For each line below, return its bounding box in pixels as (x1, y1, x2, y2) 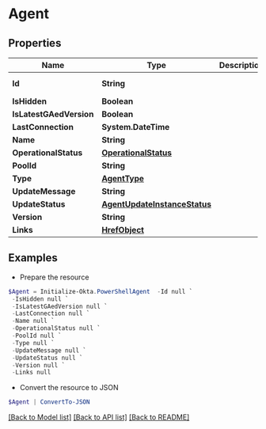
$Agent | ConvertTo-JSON (8, 398, 90, 406)
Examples (8, 251, 58, 265)
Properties (8, 36, 62, 50)
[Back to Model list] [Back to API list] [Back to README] (8, 412, 190, 422)
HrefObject (101, 225, 145, 235)
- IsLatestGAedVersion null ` (11, 302, 108, 310)
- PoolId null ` (11, 332, 62, 340)
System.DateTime (101, 122, 170, 132)
